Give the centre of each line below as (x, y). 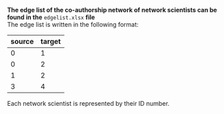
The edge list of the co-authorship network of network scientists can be (112, 10)
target (51, 42)
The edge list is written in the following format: (73, 24)
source (22, 42)
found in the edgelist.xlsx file (51, 17)
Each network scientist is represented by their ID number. (88, 103)
